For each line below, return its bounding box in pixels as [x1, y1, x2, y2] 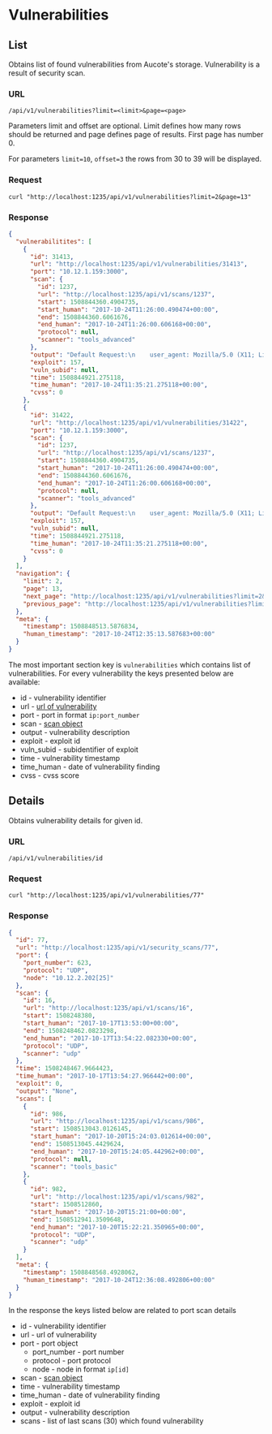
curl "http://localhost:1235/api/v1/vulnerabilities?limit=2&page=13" [8, 192, 252, 201]
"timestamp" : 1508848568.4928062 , [23, 1268, 139, 1276]
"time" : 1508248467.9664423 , [15, 1065, 114, 1073]
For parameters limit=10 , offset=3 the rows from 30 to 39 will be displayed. [8, 154, 261, 164]
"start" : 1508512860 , [29, 1200, 104, 1209]
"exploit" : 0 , [15, 1080, 63, 1088]
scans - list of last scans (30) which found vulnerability [19, 1416, 204, 1426]
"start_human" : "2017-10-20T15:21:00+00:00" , [29, 1207, 186, 1216]
